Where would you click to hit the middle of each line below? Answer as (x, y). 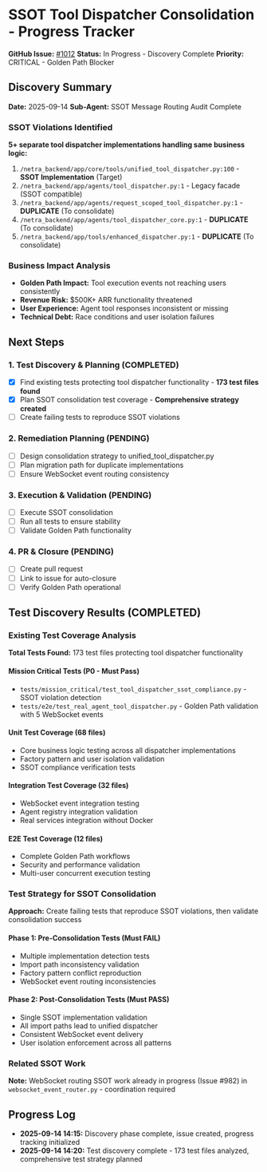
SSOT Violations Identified (61, 127)
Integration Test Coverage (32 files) (69, 786)
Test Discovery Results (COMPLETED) (105, 613)
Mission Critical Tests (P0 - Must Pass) (74, 671)
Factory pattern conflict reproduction (80, 972)
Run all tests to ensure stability (70, 521)
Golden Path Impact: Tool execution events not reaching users (123, 283)
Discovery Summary (60, 87)
